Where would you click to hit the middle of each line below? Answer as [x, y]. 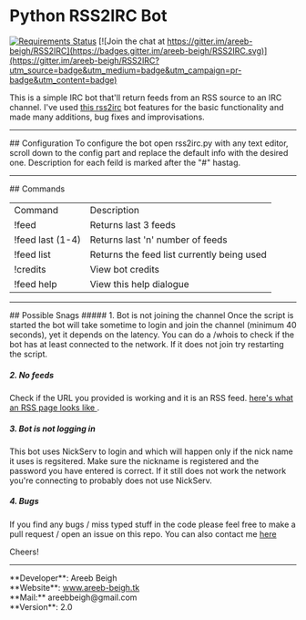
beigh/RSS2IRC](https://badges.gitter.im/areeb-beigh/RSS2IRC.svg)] [138, 50]
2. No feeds [32, 375]
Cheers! [24, 552]
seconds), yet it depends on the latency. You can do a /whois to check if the [152, 335]
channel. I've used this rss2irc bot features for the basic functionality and [147, 107]
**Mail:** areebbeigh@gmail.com [73, 597]
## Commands [37, 189]
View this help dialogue [139, 284]
